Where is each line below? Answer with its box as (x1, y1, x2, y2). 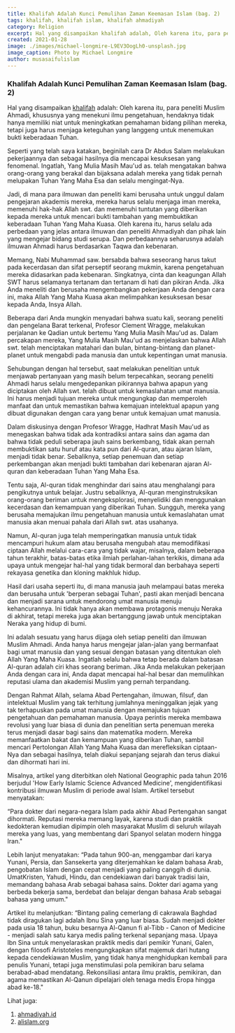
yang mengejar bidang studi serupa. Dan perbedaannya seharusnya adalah (7, 235, 224, 243)
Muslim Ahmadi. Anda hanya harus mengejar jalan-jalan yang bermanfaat (7, 641, 219, 649)
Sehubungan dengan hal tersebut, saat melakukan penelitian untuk (7, 364, 200, 373)
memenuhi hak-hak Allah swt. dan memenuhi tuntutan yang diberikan (7, 205, 208, 213)
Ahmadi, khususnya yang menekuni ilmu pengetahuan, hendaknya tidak (7, 111, 215, 120)
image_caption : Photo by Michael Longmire (7, 50, 133, 57)
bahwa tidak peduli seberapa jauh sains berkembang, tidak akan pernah (7, 438, 215, 446)
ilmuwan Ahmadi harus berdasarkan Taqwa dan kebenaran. (7, 242, 178, 250)
